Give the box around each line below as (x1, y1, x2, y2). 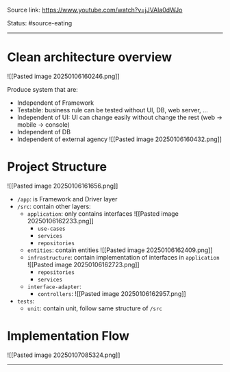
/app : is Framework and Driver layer (16, 195, 118, 203)
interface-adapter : (27, 282, 82, 290)
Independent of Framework (16, 99, 94, 107)
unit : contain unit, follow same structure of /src (27, 304, 163, 312)
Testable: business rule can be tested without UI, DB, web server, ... (16, 106, 209, 114)
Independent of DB (16, 127, 71, 136)
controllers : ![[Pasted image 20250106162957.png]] (37, 289, 186, 297)
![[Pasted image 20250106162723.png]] (27, 260, 140, 269)
